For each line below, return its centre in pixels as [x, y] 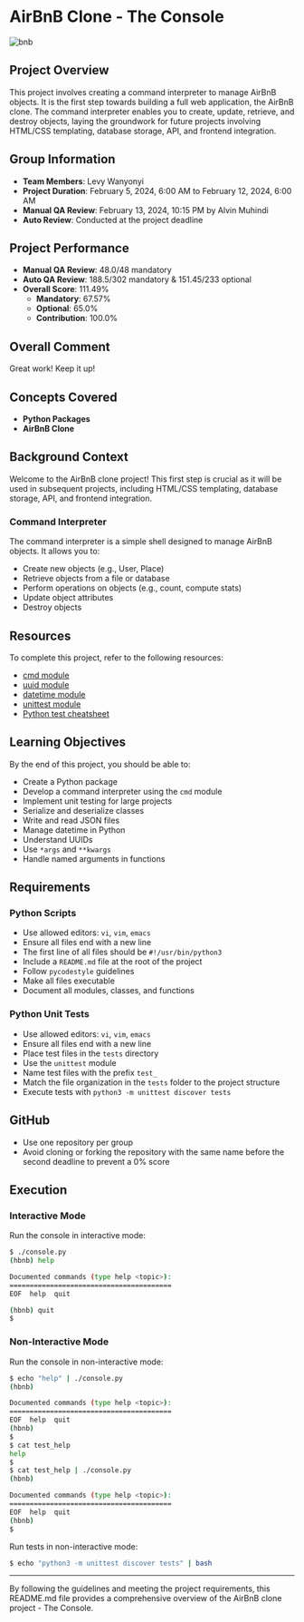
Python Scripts [43, 914]
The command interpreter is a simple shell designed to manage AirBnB [141, 542]
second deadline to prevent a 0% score [96, 1161]
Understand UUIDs [57, 839]
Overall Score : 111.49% [66, 289]
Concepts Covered [63, 397]
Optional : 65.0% [67, 308]
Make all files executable [69, 981]
